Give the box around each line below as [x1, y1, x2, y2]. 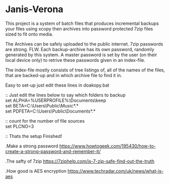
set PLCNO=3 [5, 123, 34, 129]
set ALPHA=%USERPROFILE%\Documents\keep [5, 97, 107, 103]
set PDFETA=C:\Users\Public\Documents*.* [5, 108, 96, 114]
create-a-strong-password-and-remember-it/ [5, 148, 101, 154]
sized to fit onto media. [5, 31, 53, 37]
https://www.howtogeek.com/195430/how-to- [59, 143, 156, 149]
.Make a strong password [5, 143, 58, 149]
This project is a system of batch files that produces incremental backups [5, 20, 159, 26]
